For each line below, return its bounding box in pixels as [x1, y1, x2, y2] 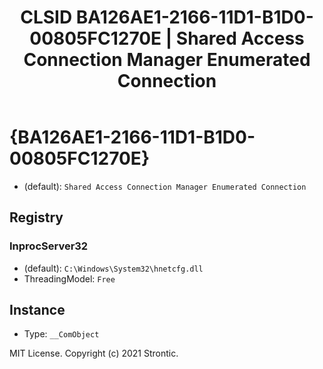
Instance [9, 302, 66, 319]
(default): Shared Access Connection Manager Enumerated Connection [23, 180, 307, 192]
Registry [9, 209, 64, 226]
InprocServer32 [9, 239, 89, 253]
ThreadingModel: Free [23, 272, 116, 285]
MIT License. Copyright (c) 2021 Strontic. [9, 347, 179, 360]
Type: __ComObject [23, 328, 100, 340]
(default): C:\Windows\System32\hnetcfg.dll [23, 262, 204, 274]
